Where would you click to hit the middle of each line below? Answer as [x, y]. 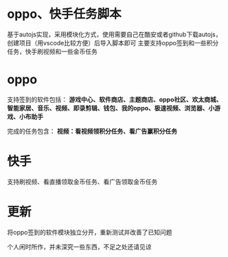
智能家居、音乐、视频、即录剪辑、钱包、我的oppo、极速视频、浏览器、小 [111, 108]
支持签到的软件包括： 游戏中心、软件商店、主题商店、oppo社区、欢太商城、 [115, 99]
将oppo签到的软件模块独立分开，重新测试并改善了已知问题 [90, 232]
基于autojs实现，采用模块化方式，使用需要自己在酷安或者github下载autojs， [114, 34]
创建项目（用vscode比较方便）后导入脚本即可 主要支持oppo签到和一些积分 [113, 42]
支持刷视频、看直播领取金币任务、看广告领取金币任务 [82, 182]
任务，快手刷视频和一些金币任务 [52, 51]
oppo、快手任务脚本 [64, 14]
